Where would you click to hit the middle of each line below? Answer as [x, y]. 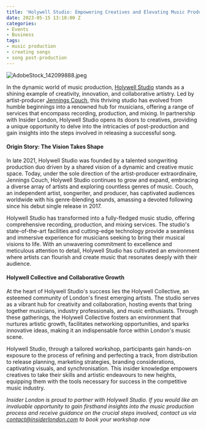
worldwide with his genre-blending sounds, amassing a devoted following [100, 199]
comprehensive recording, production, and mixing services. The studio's [98, 224]
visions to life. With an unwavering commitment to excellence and [89, 244]
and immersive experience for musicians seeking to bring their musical [96, 238]
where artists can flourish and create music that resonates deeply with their [102, 257]
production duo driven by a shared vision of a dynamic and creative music [100, 167]
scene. [15, 337]
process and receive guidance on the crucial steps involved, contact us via [101, 413]
